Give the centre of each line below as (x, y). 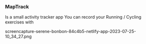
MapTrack (17, 7)
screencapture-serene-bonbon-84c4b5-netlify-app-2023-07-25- (71, 32)
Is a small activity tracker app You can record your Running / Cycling (73, 17)
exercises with (19, 22)
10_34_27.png (18, 36)
